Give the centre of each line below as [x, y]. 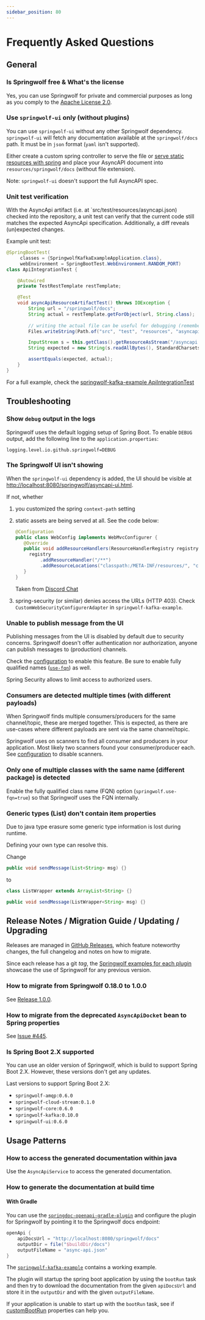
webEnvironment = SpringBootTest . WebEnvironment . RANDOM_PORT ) [101, 264]
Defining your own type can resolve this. [57, 845]
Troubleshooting [39, 401]
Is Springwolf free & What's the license [65, 82]
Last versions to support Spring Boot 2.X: [58, 1083]
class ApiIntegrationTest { [42, 270]
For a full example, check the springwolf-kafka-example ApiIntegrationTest [100, 382]
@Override [36, 543]
